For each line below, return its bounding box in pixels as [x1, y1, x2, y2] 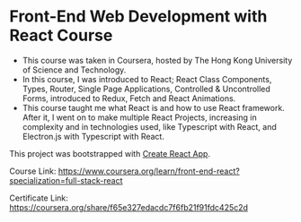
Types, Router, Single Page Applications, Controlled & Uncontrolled [22, 83, 271, 94]
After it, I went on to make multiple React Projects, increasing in [22, 112, 258, 123]
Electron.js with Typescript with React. [22, 131, 164, 141]
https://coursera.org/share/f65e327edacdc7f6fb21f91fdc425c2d [9, 201, 249, 212]
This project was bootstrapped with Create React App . [9, 148, 211, 158]
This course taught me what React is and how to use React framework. [22, 102, 285, 113]
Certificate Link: [9, 192, 69, 203]
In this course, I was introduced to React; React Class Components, [22, 73, 272, 84]
